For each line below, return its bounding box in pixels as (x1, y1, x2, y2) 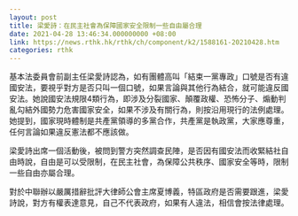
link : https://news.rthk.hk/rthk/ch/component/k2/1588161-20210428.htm (9, 37, 279, 47)
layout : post (9, 12, 58, 22)
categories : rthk (9, 46, 74, 55)
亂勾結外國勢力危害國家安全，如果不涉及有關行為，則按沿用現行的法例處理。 (9, 104, 289, 115)
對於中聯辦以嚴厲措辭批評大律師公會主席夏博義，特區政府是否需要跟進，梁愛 (9, 187, 289, 197)
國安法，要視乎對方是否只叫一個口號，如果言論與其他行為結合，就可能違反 (9, 82, 281, 93)
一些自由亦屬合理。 (9, 167, 80, 178)
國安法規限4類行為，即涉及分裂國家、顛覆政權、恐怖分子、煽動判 (47, 94, 286, 104)
